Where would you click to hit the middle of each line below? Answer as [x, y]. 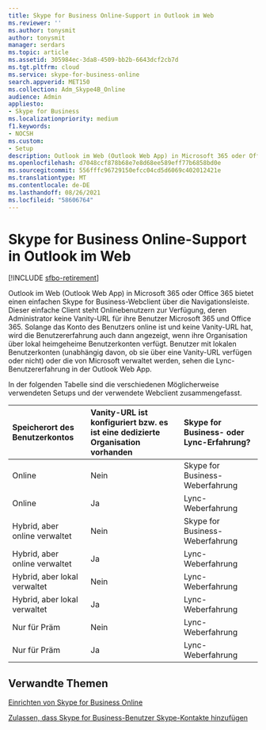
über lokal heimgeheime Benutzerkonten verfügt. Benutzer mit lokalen [122, 344]
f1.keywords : [30, 126]
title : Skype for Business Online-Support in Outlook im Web [111, 15]
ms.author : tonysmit [42, 30]
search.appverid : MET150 [49, 82]
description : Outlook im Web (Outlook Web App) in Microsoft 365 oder [127, 156]
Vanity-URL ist [119, 413]
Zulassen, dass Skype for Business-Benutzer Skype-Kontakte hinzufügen [128, 718]
